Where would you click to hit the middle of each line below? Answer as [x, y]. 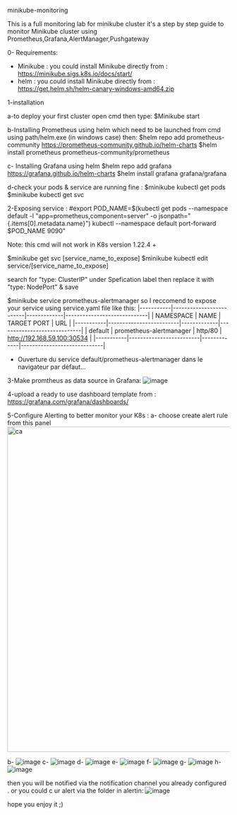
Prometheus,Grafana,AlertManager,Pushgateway [78, 39]
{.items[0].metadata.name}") [49, 223]
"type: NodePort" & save [43, 287]
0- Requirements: [33, 53]
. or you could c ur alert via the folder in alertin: [75, 791]
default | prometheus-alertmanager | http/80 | [155, 331]
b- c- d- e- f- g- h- [114, 762]
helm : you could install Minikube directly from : [86, 81]
